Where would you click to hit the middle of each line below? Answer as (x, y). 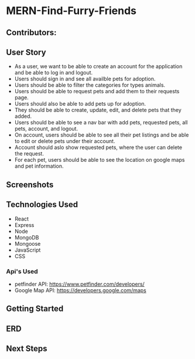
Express (24, 225)
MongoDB (27, 237)
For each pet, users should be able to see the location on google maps (100, 160)
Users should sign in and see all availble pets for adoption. (85, 79)
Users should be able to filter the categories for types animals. (90, 85)
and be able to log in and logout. (54, 73)
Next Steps (27, 349)
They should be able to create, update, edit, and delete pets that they (98, 110)
